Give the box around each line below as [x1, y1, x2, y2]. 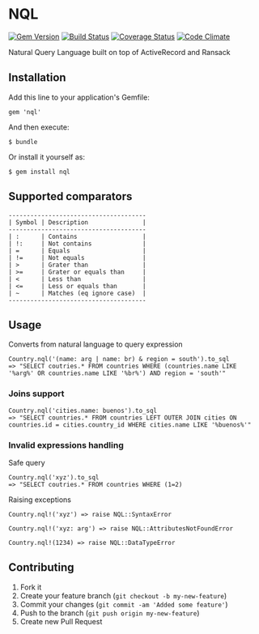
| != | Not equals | [8, 253, 147, 262]
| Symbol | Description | [8, 218, 147, 227]
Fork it [19, 582, 42, 592]
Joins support [8, 388, 65, 399]
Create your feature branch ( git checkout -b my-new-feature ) [19, 590, 227, 600]
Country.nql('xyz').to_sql [8, 473, 100, 482]
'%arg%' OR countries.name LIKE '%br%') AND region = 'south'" [8, 369, 227, 377]
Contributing [8, 560, 74, 575]
